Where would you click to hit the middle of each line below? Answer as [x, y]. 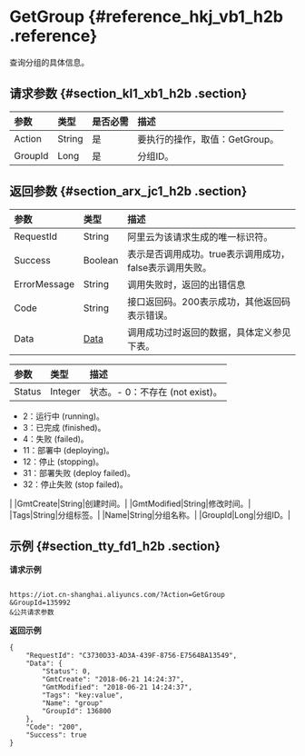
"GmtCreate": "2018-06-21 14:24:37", [113, 680]
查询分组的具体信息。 [49, 62]
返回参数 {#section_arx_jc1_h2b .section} [128, 191]
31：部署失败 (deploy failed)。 [79, 472]
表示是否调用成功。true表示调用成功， [208, 254]
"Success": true [57, 735]
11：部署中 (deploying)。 [69, 450]
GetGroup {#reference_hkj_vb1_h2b [147, 17]
